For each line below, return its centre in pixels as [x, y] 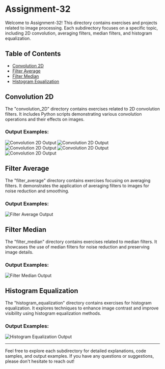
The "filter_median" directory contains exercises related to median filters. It [81, 242]
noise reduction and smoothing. [37, 191]
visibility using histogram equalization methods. [53, 313]
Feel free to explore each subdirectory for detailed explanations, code [76, 351]
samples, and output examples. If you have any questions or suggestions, [80, 356]
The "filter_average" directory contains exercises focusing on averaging [78, 180]
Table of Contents [33, 54]
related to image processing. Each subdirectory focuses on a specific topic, [82, 28]
